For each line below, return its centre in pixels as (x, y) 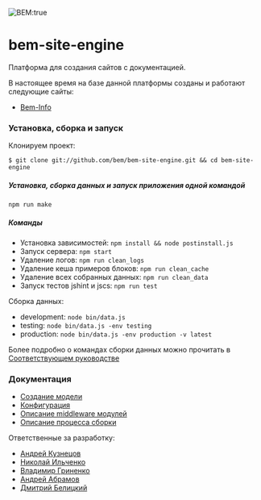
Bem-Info (36, 107)
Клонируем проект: (42, 146)
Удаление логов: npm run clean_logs (82, 260)
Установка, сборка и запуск (66, 127)
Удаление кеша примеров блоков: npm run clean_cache (114, 269)
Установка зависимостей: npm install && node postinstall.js (126, 243)
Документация (40, 379)
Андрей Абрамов (50, 479)
